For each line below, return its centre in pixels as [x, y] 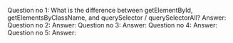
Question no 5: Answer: [42, 32]
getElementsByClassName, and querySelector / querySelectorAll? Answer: [117, 18]
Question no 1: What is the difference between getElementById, [100, 10]
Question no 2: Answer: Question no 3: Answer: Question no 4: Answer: [113, 25]
